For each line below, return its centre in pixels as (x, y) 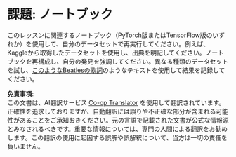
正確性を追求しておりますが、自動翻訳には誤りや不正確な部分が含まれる (112, 111)
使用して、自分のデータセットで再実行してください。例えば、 (120, 43)
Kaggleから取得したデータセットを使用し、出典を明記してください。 (106, 53)
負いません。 (26, 146)
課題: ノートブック (60, 14)
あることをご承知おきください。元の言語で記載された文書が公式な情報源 (124, 120)
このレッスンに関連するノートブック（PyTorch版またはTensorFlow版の (110, 35)
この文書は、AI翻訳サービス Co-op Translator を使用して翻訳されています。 (116, 102)
